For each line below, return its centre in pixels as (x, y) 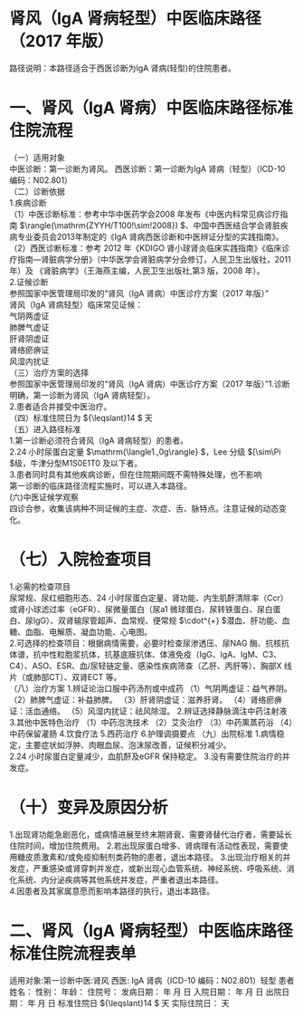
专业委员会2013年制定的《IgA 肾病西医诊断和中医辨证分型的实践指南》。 (150, 236)
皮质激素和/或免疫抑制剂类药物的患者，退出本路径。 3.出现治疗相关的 (154, 857)
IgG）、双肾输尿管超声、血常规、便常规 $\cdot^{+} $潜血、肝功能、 (158, 620)
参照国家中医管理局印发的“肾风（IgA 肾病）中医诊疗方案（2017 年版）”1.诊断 (150, 384)
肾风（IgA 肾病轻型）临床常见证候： (76, 304)
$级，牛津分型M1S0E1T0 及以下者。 (76, 463)
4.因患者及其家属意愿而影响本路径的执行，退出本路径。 (112, 891)
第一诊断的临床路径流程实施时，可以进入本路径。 (100, 485)
